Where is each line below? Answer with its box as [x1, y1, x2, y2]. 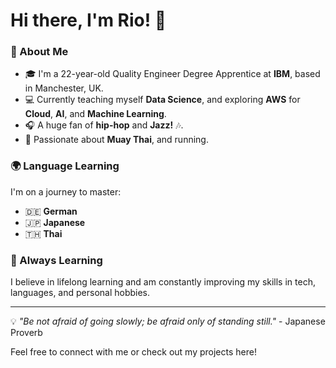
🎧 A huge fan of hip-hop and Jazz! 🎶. [24, 119, 184, 131]
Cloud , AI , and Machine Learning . [24, 108, 167, 120]
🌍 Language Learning [10, 159, 120, 173]
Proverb [10, 327, 43, 339]
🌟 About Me [10, 45, 69, 59]
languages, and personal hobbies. [10, 287, 151, 299]
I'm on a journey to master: [10, 185, 122, 198]
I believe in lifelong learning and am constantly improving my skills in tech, [10, 276, 316, 288]
